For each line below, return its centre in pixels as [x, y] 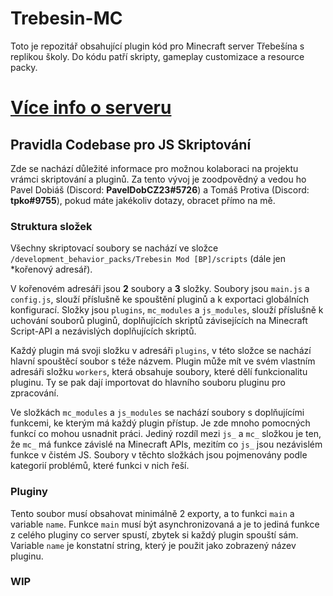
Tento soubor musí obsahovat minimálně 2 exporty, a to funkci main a [152, 513]
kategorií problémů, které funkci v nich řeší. [100, 466]
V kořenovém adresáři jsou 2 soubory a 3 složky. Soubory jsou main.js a [160, 289]
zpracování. [34, 393]
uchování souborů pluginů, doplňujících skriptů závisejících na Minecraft [159, 321]
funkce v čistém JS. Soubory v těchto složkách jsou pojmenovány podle [159, 455]
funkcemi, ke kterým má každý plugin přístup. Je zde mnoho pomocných [160, 423]
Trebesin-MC [66, 18]
